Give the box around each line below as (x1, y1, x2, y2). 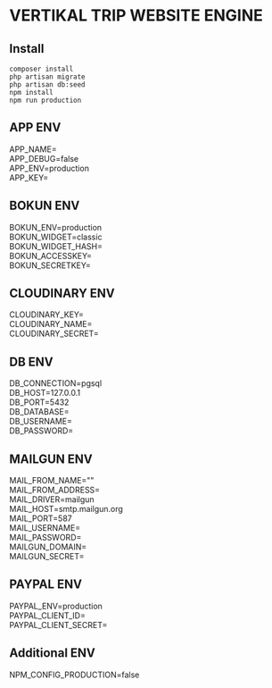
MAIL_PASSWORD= (9, 533, 82, 543)
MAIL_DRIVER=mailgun (9, 494, 95, 505)
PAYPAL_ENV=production (9, 600, 103, 611)
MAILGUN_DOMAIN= (9, 541, 87, 552)
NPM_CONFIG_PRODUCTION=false (9, 669, 140, 680)
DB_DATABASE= (9, 407, 70, 417)
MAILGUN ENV (9, 451, 93, 466)
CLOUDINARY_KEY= (9, 309, 85, 320)
